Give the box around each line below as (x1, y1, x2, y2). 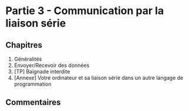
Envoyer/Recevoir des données (14, 62, 90, 69)
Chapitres (5, 40, 42, 50)
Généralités (14, 56, 42, 62)
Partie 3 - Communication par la (5, 4, 164, 18)
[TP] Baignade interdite (14, 68, 70, 75)
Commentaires (5, 97, 61, 107)
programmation (14, 80, 52, 88)
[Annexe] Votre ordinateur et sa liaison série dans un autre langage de (14, 75, 184, 81)
